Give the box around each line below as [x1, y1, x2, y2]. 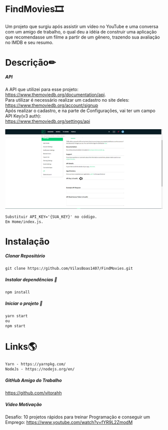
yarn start [5, 313, 28, 319]
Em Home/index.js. [5, 219, 43, 225]
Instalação [5, 236, 50, 247]
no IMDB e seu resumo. [5, 39, 53, 45]
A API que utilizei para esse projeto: [5, 87, 79, 93]
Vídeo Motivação [5, 401, 42, 407]
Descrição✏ [5, 57, 56, 69]
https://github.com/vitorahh [5, 390, 62, 396]
